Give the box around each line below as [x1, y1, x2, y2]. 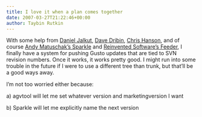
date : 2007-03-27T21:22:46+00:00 [6, 15, 91, 21]
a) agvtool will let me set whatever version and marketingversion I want [6, 92, 184, 100]
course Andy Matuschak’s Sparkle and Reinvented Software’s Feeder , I [6, 43, 183, 50]
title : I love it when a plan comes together [6, 8, 123, 15]
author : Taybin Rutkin [6, 20, 64, 26]
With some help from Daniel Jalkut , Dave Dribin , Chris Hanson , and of [6, 37, 180, 44]
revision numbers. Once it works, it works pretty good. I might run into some [6, 56, 196, 64]
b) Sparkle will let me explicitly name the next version [6, 104, 139, 112]
